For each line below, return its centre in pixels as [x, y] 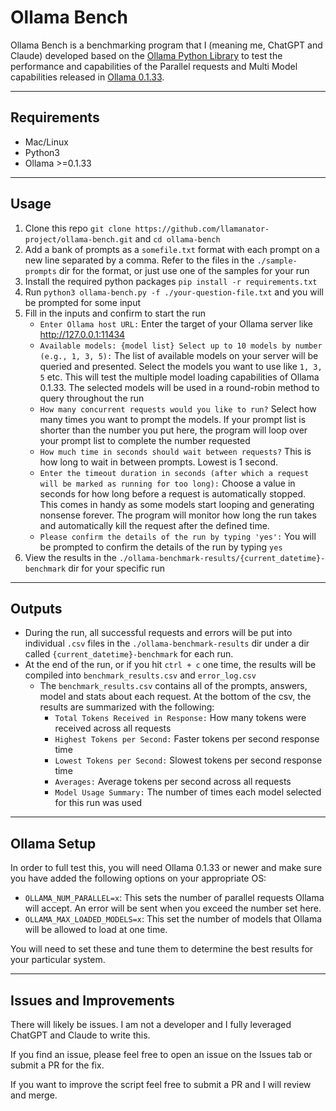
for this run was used [98, 803]
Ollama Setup [53, 843]
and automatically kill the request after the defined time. [154, 525]
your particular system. [58, 960]
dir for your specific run [117, 568]
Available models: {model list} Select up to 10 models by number [181, 346]
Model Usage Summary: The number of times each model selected [188, 792]
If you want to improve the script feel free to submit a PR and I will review [161, 1084]
